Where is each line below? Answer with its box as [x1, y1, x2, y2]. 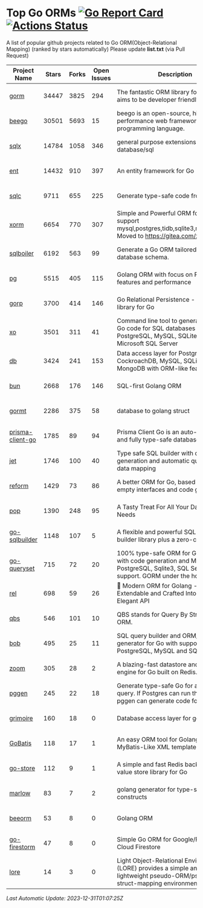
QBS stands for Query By [117, 610, 188, 618]
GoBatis [9, 739, 32, 747]
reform [9, 482, 29, 490]
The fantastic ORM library [117, 88, 190, 96]
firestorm [9, 843, 36, 851]
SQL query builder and [117, 631, 181, 640]
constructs [117, 792, 147, 801]
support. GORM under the [117, 571, 190, 580]
